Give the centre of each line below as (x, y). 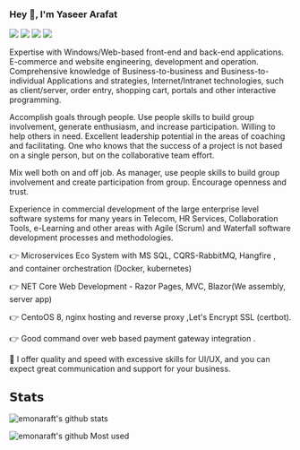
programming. (35, 100)
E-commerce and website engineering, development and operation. (134, 62)
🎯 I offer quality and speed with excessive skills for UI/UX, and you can (140, 359)
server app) (30, 299)
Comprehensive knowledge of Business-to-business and (114, 72)
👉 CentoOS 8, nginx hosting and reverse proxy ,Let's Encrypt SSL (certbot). (150, 317)
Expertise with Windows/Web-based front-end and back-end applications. (147, 52)
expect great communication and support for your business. (120, 369)
